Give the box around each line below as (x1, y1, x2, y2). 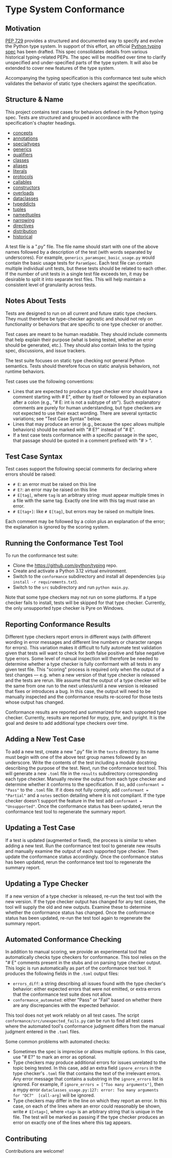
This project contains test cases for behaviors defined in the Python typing (5, 109, 163, 115)
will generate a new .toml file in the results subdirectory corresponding (5, 770, 158, 776)
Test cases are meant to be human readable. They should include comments (5, 331, 167, 337)
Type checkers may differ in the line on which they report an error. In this (12, 1098, 167, 1104)
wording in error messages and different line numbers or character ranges (5, 639, 163, 645)
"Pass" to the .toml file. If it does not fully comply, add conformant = (5, 787, 149, 793)
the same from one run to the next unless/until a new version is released (5, 683, 158, 689)
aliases (12, 162, 28, 169)
